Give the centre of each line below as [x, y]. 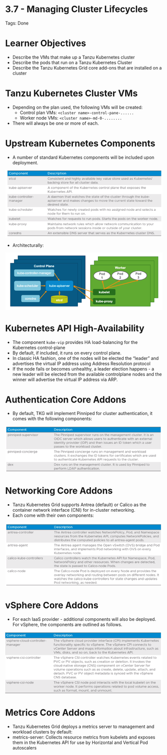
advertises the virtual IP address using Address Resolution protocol [81, 363]
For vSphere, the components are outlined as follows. [67, 624]
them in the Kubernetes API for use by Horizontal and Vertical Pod [80, 742]
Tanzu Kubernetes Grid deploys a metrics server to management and [83, 726]
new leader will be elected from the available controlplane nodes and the [87, 374]
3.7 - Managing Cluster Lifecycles [77, 9]
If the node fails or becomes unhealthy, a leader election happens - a [83, 368]
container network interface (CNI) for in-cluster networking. [74, 510]
